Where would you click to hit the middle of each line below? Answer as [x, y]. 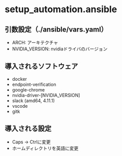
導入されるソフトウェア [41, 66]
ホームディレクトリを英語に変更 [45, 148]
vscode [20, 106]
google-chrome [28, 89]
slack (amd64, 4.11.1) [33, 101]
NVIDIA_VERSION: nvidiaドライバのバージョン [60, 49]
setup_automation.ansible [61, 9]
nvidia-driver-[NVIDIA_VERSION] [46, 95]
